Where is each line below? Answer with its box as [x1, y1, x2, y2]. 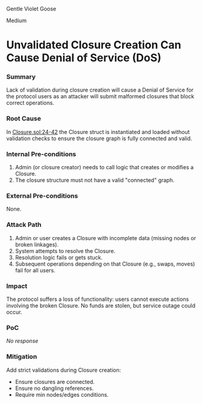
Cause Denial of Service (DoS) [6, 51, 162, 65]
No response [6, 337, 39, 345]
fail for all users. [15, 266, 56, 274]
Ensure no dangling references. [15, 385, 94, 392]
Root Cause [6, 115, 41, 123]
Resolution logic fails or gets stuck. [15, 254, 103, 261]
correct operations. [6, 99, 55, 107]
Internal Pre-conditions [6, 150, 76, 158]
